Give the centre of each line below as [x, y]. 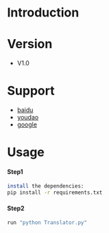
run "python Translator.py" [47, 223]
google [27, 124]
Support [31, 91]
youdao [28, 118]
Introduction [43, 13]
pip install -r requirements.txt [55, 193]
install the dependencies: [46, 186]
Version [30, 44]
